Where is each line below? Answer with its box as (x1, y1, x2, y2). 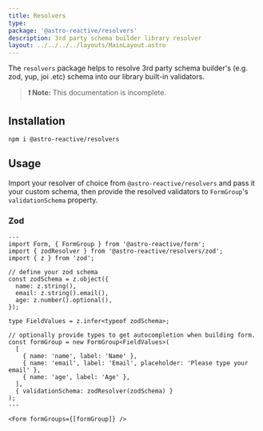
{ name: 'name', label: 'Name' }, (22, 353, 137, 361)
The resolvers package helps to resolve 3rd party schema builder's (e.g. (8, 63, 248, 73)
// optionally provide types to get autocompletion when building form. (8, 331, 256, 340)
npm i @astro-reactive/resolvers (8, 135, 120, 143)
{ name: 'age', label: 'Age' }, (22, 373, 130, 381)
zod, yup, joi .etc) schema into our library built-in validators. (8, 72, 205, 82)
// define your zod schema (8, 269, 98, 277)
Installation (8, 114, 66, 128)
